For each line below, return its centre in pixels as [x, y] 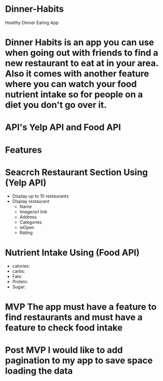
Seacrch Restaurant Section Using [77, 172]
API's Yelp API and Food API [63, 127]
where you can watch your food [71, 84]
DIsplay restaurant [31, 202]
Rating [26, 233]
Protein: [20, 282]
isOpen [27, 228]
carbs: [19, 271]
